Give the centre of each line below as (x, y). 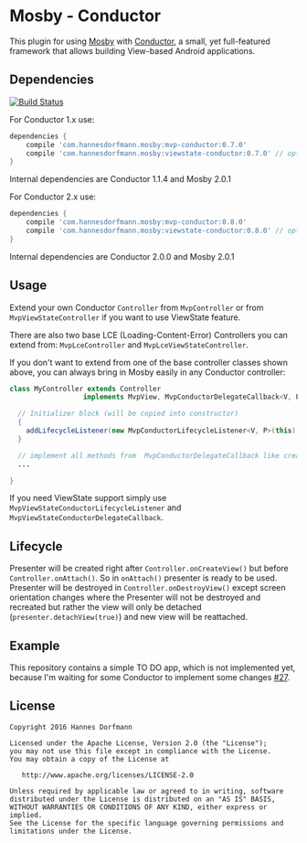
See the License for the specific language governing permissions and (147, 823)
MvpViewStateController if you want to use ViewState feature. (125, 317)
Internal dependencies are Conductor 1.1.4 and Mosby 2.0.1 (120, 179)
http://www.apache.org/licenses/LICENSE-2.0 (108, 775)
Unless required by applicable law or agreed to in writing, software (147, 791)
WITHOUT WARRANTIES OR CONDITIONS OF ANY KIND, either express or (138, 807)
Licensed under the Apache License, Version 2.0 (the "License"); (138, 743)
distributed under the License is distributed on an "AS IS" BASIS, (143, 799)
